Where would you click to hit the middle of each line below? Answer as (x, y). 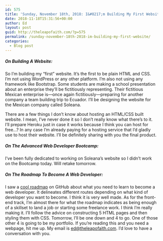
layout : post (18, 28)
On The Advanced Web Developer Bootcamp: (52, 146)
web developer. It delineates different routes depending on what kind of (77, 192)
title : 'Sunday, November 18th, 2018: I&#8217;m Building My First (75, 14)
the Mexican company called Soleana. (43, 105)
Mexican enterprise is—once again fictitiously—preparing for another (74, 94)
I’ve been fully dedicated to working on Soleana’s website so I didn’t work (78, 158)
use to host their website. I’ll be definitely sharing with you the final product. (81, 135)
